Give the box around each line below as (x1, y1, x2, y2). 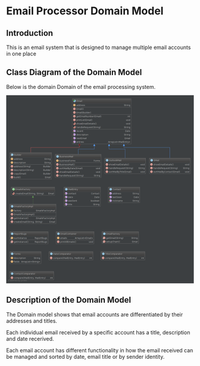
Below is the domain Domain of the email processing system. (6, 83, 156, 90)
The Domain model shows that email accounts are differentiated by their (6, 310, 183, 318)
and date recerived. (6, 335, 55, 342)
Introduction (6, 28, 54, 38)
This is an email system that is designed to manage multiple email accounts (6, 44, 191, 51)
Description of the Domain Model (6, 295, 132, 305)
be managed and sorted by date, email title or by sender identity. (6, 353, 165, 360)
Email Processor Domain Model (6, 4, 164, 18)
